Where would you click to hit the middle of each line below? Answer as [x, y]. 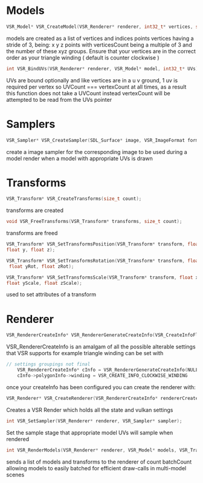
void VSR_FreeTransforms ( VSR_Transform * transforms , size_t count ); [94, 222]
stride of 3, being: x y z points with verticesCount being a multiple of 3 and [99, 45]
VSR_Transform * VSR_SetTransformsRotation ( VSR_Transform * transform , [96, 261]
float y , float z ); [31, 250]
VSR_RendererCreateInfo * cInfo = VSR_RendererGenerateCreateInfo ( [102, 370]
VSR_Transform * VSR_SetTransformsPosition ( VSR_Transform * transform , [96, 244]
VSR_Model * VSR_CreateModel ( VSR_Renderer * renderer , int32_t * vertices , [100, 27]
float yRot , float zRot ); [41, 266]
